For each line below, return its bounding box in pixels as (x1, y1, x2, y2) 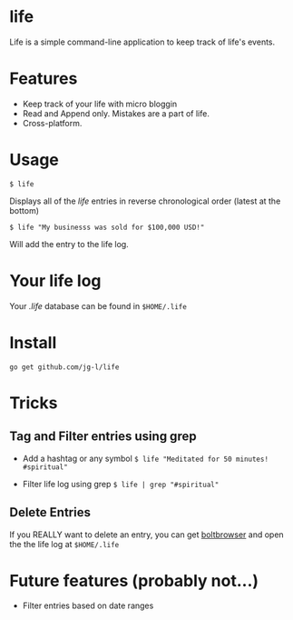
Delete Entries (9, 505, 91, 520)
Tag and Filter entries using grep (9, 429, 197, 445)
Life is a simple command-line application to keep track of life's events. (9, 36, 276, 47)
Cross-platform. (22, 117, 83, 128)
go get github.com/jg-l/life (9, 362, 120, 372)
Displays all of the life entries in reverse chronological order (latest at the (9, 195, 281, 206)
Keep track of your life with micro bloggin (22, 98, 178, 109)
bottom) (9, 205, 39, 215)
